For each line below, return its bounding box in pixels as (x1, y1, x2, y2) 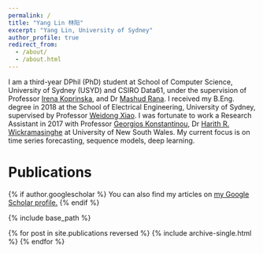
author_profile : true (8, 33, 80, 42)
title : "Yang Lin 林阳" (8, 19, 84, 27)
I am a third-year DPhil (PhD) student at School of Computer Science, (8, 76, 233, 87)
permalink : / (8, 11, 51, 20)
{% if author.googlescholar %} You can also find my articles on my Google (8, 189, 250, 199)
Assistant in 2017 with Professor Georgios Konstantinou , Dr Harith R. (8, 119, 230, 128)
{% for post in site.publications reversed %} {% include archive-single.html (8, 228, 252, 237)
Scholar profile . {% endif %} (8, 198, 100, 207)
